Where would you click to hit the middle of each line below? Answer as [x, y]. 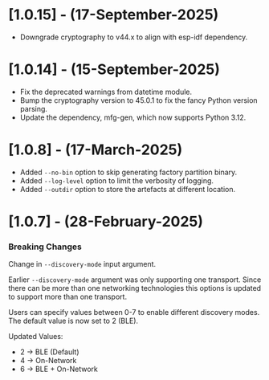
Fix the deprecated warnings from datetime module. [106, 92]
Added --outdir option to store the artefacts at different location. [128, 189]
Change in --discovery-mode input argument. [82, 264]
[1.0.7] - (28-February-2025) [106, 222]
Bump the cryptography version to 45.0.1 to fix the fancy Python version [139, 100]
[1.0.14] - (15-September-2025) [114, 69]
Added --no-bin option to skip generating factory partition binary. [128, 172]
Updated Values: [36, 337]
